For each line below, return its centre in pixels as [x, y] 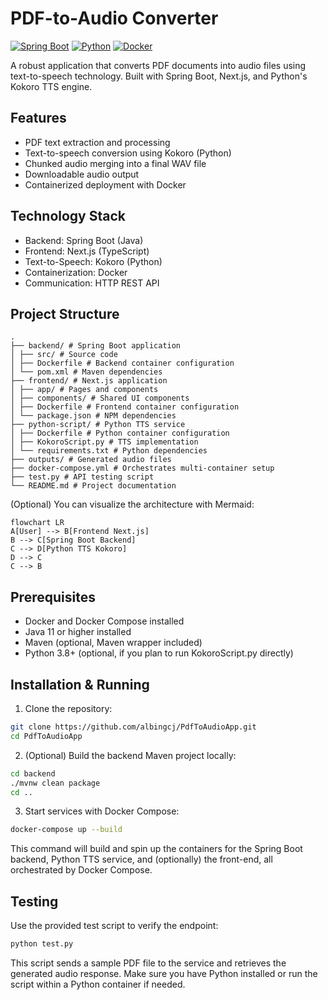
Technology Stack [68, 216]
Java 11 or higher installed [78, 632]
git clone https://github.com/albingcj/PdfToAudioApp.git [133, 727]
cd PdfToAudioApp [46, 736]
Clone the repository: [68, 708]
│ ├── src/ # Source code [64, 355]
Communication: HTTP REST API [92, 283]
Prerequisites [53, 597]
